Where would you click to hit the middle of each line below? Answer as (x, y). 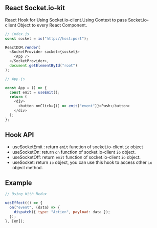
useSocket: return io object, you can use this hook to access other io (82, 162)
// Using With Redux (26, 194)
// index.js (17, 34)
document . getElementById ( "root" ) (44, 66)
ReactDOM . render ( (23, 47)
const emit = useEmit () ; (35, 92)
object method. (27, 167)
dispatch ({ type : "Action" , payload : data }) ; (62, 212)
